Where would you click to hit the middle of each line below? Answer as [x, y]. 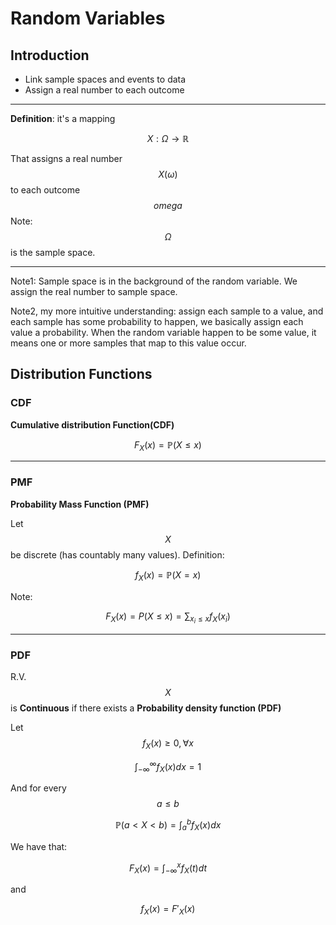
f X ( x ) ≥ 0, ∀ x [168, 744]
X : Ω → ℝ [168, 138]
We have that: [39, 846]
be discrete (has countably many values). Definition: [117, 554]
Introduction [50, 55]
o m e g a [168, 205]
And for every [38, 788]
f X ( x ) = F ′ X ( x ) [168, 910]
